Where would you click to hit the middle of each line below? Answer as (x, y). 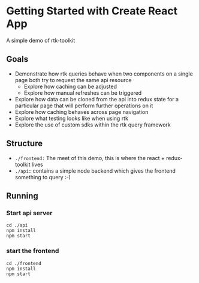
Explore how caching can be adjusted (70, 86)
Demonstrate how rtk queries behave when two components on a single (104, 74)
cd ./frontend (24, 263)
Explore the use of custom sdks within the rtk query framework (93, 125)
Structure (25, 144)
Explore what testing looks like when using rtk (72, 118)
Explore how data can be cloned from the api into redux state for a (97, 99)
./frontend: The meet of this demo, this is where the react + (90, 158)
